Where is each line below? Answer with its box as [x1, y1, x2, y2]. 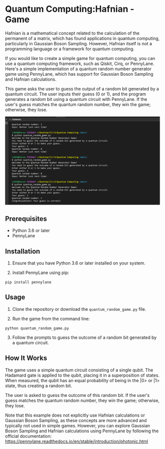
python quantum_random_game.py [5, 326, 69, 330]
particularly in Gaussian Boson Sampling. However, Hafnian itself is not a [5, 40, 152, 46]
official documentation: [5, 433, 52, 439]
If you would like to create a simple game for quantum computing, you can [5, 55, 156, 61]
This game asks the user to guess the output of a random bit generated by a [5, 86, 159, 91]
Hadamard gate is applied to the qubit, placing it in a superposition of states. [5, 372, 160, 378]
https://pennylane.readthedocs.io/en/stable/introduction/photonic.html [5, 438, 148, 444]
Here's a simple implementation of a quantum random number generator [5, 65, 152, 72]
